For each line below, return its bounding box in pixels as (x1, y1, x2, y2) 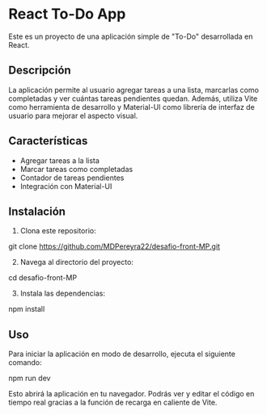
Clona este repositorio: (19, 226, 96, 236)
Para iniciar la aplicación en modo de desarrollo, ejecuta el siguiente (8, 349, 236, 359)
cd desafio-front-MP (8, 273, 78, 283)
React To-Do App (8, 5, 126, 23)
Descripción (8, 64, 71, 78)
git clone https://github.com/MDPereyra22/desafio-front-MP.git (8, 241, 221, 251)
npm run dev (8, 373, 51, 384)
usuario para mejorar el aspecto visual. (8, 111, 138, 120)
